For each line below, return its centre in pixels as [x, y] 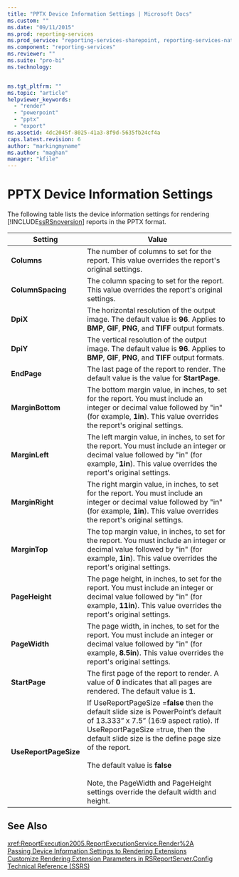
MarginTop [30, 549]
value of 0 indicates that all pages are [149, 682]
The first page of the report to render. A [153, 674]
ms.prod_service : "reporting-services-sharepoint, [84, 41]
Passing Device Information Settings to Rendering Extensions [97, 851]
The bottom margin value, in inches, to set [157, 390]
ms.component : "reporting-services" [62, 47]
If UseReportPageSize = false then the [150, 703]
